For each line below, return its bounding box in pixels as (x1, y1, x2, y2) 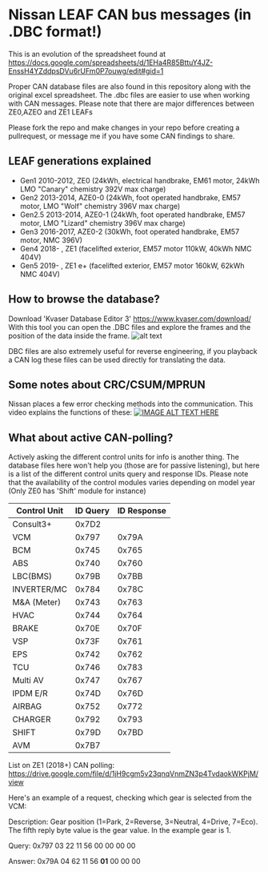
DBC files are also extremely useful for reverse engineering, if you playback (8, 346, 258, 356)
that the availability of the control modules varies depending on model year (8, 478, 256, 488)
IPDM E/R (12, 688, 48, 699)
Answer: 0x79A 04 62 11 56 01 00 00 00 (8, 857, 141, 866)
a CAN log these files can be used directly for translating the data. (8, 355, 226, 364)
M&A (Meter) (12, 597, 62, 608)
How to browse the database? (8, 292, 160, 306)
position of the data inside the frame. (8, 331, 130, 340)
